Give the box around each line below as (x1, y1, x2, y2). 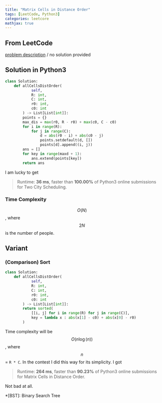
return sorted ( (22, 306, 54, 311)
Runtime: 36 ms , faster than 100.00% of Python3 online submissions (17, 179, 157, 184)
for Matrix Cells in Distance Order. (17, 374, 85, 380)
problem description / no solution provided (5, 52, 91, 58)
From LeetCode (5, 39, 53, 47)
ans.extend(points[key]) (31, 156, 82, 161)
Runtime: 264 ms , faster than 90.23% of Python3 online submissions (17, 368, 157, 374)
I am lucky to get (5, 169, 39, 175)
